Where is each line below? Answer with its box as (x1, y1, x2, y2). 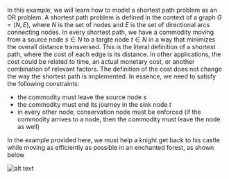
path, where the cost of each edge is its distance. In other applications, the (7, 50, 221, 58)
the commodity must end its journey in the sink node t (17, 101, 171, 108)
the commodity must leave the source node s (17, 93, 147, 101)
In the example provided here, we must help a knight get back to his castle (7, 136, 220, 144)
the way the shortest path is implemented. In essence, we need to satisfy (7, 72, 217, 80)
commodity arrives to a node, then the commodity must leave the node (17, 115, 221, 123)
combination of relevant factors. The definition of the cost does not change (7, 65, 222, 73)
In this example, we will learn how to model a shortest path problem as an (7, 6, 217, 14)
